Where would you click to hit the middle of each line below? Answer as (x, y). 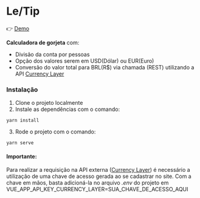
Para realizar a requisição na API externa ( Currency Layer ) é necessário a (98, 170)
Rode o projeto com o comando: (55, 132)
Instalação (22, 90)
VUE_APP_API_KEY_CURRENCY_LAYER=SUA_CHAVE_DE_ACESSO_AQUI (97, 189)
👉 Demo (18, 28)
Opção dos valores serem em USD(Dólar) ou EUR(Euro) (84, 61)
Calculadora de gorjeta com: (43, 42)
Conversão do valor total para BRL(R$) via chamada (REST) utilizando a (105, 67)
